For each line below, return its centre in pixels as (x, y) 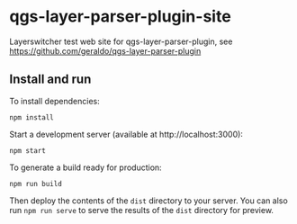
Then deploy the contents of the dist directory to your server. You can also (148, 201)
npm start (28, 150)
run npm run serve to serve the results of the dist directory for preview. (142, 210)
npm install (31, 117)
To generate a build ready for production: (85, 167)
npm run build (36, 184)
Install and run (50, 80)
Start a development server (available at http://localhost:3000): (126, 134)
